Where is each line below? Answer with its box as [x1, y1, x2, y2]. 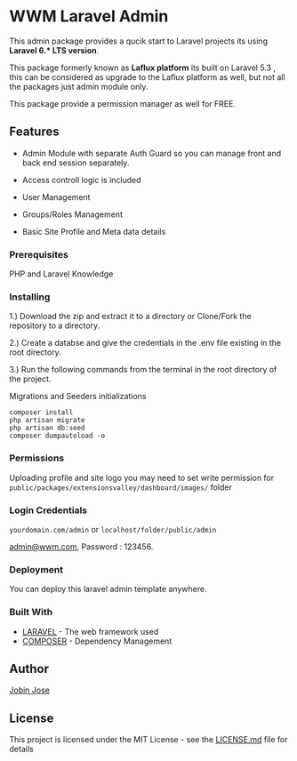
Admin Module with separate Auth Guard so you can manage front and [21, 148, 282, 158]
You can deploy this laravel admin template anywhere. [9, 584, 207, 595]
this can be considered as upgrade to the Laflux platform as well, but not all [9, 71, 286, 82]
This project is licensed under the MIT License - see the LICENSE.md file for [9, 734, 288, 745]
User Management [21, 191, 91, 202]
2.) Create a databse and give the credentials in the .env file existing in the [9, 338, 282, 348]
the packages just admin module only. [9, 81, 148, 92]
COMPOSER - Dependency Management [21, 636, 173, 646]
